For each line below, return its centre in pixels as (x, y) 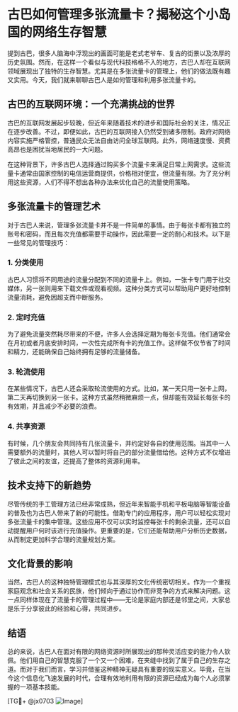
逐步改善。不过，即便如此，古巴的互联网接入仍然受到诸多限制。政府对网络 (122, 131)
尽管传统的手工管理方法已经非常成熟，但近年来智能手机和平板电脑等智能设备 (119, 504)
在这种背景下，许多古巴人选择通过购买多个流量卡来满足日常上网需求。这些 (116, 164)
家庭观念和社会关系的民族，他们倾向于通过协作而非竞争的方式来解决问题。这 (119, 591)
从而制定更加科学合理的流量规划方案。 (63, 539)
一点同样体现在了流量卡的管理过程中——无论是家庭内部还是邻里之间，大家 (116, 600)
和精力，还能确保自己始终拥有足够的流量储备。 (75, 352)
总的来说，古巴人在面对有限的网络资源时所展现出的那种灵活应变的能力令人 (116, 652)
